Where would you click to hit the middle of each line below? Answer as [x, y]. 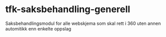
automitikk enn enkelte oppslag [38, 28]
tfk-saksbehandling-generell [68, 9]
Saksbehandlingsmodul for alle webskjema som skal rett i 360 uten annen [83, 23]
